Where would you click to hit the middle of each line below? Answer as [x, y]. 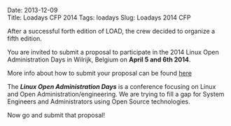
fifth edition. [24, 38]
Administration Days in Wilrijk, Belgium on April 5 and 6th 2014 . [99, 59]
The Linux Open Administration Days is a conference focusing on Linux [112, 86]
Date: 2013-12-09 [33, 10]
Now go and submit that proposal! [56, 115]
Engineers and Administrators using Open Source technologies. [99, 101]
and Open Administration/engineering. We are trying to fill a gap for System [116, 94]
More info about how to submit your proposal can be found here [100, 73]
